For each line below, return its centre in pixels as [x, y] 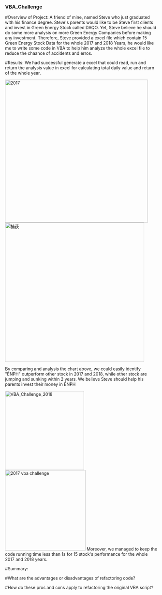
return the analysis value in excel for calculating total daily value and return [80, 68]
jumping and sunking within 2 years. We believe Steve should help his [74, 379]
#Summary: [16, 569]
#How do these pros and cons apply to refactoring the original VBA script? [79, 588]
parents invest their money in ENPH [40, 384]
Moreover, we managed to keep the [122, 549]
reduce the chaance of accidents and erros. [49, 53]
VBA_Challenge [24, 7]
